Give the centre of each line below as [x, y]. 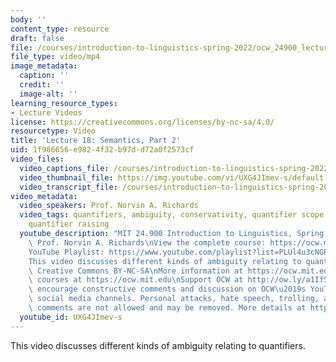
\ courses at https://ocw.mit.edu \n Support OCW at [136, 280]
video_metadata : [44, 196]
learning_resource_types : [64, 103]
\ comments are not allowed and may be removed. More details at [167, 308]
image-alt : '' [48, 94]
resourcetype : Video [53, 131]
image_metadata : [44, 66]
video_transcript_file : [68, 187]
